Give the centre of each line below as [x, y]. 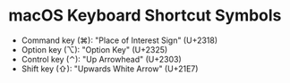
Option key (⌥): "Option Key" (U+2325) [94, 49]
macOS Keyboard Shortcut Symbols [145, 16]
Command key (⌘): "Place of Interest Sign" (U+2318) [119, 40]
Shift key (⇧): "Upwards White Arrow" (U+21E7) [110, 69]
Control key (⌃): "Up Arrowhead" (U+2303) [102, 59]
